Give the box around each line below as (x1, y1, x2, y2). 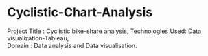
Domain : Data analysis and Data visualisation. (7, 41, 137, 49)
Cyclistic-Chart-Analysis (7, 5, 153, 20)
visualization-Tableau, (7, 34, 69, 42)
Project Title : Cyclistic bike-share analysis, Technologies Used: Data (7, 27, 202, 35)
